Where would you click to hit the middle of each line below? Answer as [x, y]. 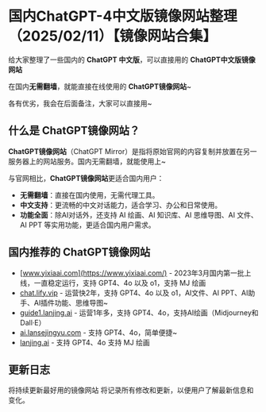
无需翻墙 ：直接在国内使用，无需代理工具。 [89, 194]
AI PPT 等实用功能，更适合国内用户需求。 [88, 225]
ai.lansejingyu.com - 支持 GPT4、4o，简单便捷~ [98, 332]
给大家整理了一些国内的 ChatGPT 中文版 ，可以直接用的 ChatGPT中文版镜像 [132, 60]
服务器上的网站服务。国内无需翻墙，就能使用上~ [87, 161]
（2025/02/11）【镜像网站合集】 [112, 36]
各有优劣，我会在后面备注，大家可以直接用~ [80, 103]
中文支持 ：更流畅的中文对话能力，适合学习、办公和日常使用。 [121, 205]
